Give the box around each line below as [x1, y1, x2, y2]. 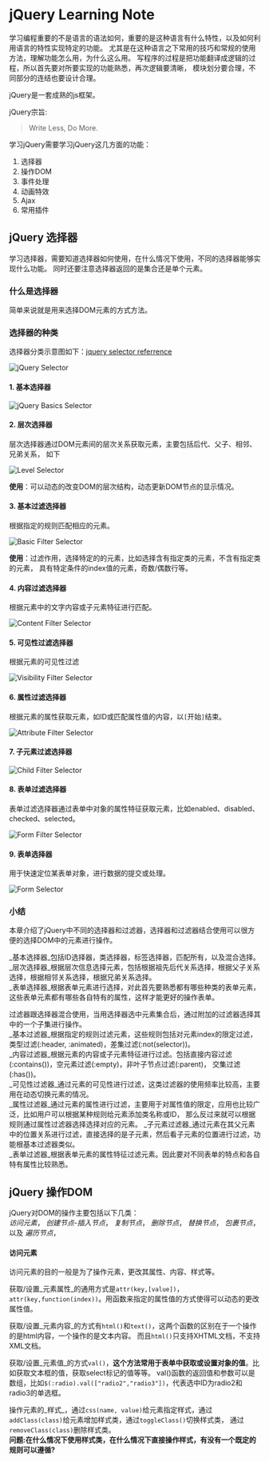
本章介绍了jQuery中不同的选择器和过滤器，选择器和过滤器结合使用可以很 [9, 926, 248, 935]
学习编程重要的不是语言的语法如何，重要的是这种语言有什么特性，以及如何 [9, 33, 254, 42]
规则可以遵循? [9, 1445, 55, 1455]
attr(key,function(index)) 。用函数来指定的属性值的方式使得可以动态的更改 [9, 1294, 259, 1304]
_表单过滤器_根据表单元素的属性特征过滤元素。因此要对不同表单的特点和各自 [9, 1150, 260, 1160]
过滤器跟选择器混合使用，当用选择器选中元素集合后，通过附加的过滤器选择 [9, 1010, 254, 1019]
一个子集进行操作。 [22, 1019, 86, 1029]
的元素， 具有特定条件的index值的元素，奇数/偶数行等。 [9, 563, 192, 573]
